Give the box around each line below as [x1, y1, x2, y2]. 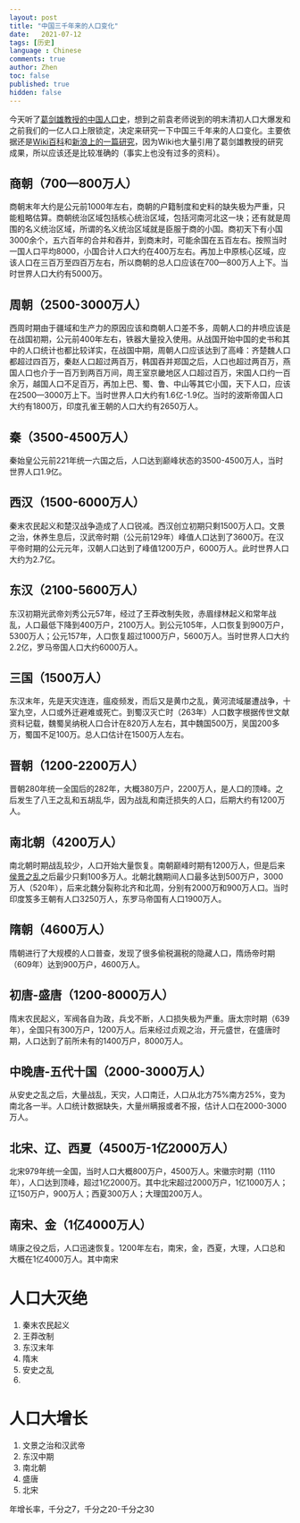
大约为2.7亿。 [9, 554, 61, 565]
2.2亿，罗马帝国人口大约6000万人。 [9, 642, 143, 652]
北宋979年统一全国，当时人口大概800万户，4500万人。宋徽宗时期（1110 [9, 1166, 276, 1177]
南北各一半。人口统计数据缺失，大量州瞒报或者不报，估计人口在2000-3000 [9, 1101, 287, 1111]
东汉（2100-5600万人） [9, 583, 145, 598]
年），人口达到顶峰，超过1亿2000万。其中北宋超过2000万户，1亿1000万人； [9, 1178, 288, 1188]
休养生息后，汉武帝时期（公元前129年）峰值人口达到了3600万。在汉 [32, 532, 284, 542]
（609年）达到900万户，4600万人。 [9, 958, 145, 969]
